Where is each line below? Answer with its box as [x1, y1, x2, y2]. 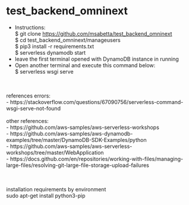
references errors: [6, 92, 51, 99]
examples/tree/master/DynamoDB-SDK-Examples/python [6, 136, 147, 143]
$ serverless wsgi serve [14, 68, 74, 75]
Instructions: [14, 24, 46, 31]
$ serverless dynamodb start [14, 49, 86, 56]
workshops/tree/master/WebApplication [6, 149, 104, 156]
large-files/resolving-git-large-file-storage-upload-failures [6, 162, 150, 169]
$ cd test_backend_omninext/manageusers [14, 36, 121, 43]
